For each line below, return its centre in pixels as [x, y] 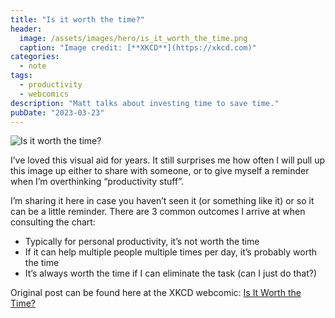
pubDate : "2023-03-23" [57, 112]
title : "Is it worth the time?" [77, 19]
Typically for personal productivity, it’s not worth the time [142, 242]
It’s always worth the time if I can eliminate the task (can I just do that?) [171, 273]
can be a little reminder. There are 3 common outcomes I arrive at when [158, 212]
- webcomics [44, 94]
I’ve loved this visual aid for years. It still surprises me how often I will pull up [168, 160]
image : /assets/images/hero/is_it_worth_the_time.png [133, 38]
